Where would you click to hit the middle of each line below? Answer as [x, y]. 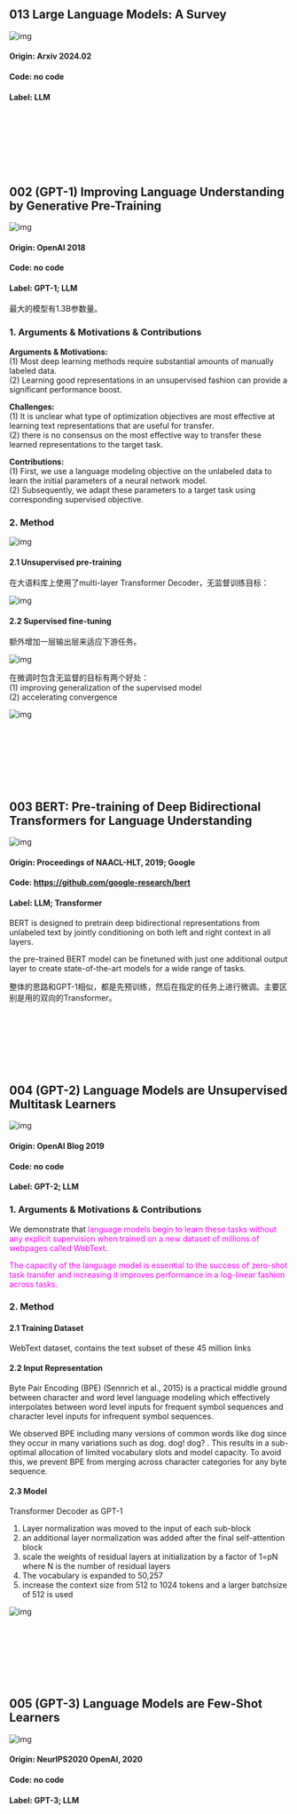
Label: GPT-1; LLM [43, 288]
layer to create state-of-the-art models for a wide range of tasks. [128, 968]
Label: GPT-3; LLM [44, 1800]
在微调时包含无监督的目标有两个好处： [79, 677]
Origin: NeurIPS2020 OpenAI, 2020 [76, 1759]
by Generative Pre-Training [86, 206]
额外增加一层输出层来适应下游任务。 [75, 642]
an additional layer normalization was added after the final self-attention [153, 1538]
